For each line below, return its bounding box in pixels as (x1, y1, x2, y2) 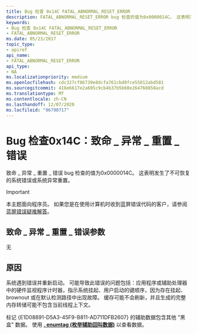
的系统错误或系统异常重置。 (6, 177, 73, 184)
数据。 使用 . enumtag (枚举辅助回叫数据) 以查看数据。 (15, 321, 148, 328)
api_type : (6, 63, 30, 69)
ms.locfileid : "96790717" (6, 107, 69, 113)
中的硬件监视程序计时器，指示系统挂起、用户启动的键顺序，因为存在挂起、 (6, 286, 186, 293)
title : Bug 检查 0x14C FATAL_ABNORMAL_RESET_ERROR (6, 8, 131, 15)
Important (6, 189, 30, 196)
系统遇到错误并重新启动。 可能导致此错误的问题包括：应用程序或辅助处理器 (6, 279, 188, 286)
